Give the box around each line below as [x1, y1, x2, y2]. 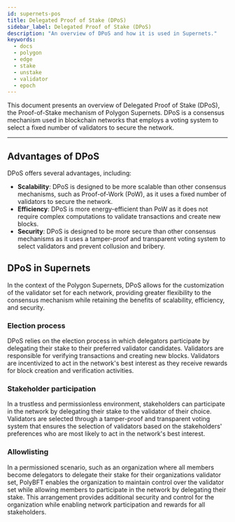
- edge [13, 56, 33, 63]
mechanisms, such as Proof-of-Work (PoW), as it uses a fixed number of [17, 190, 227, 198]
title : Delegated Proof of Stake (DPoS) [7, 17, 127, 24]
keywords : [7, 36, 36, 43]
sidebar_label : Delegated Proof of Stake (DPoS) [7, 23, 152, 30]
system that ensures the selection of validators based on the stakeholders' [7, 422, 222, 431]
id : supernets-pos [7, 10, 61, 18]
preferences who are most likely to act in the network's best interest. [7, 430, 206, 438]
